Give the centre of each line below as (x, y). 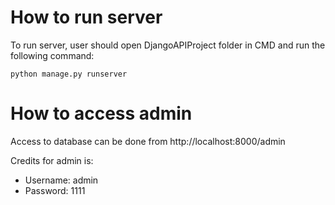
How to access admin (101, 113)
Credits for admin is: (52, 160)
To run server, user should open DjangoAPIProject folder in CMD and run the (168, 45)
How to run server (86, 17)
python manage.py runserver (69, 74)
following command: (52, 55)
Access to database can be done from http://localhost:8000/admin (148, 141)
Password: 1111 (55, 190)
